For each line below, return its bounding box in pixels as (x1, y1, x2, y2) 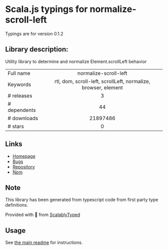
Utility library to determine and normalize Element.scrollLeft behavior (5, 58, 147, 64)
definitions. (5, 202, 28, 208)
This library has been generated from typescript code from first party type (5, 196, 158, 203)
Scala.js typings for (5, 3, 88, 15)
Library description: (5, 45, 68, 53)
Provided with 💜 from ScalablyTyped (5, 211, 80, 218)
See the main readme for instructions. (5, 239, 83, 245)
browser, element (81, 84, 123, 91)
